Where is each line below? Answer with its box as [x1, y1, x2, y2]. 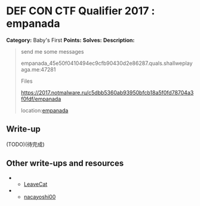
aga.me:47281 [20, 65, 56, 73]
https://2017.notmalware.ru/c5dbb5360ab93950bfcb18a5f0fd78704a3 [20, 89, 194, 96]
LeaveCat [23, 180, 48, 188]
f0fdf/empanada [20, 95, 61, 102]
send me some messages [20, 48, 84, 55]
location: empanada [20, 107, 69, 114]
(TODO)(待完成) [6, 141, 45, 148]
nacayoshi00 [23, 193, 56, 200]
